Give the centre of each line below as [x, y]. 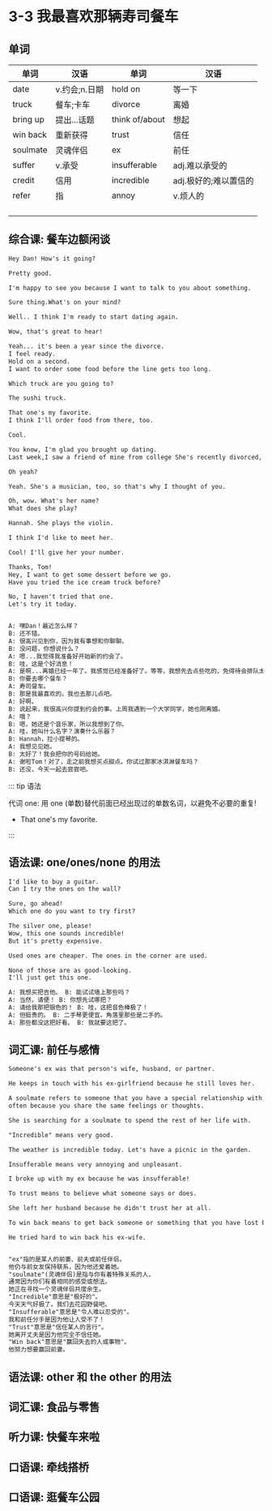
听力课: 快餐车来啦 [54, 1437]
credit [23, 180]
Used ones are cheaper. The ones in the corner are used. [108, 956]
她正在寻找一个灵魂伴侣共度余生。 [57, 1290]
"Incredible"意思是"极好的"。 [55, 1297]
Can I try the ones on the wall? [65, 889]
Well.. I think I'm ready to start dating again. [94, 317]
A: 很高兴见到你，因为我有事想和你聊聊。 [68, 641]
